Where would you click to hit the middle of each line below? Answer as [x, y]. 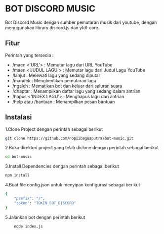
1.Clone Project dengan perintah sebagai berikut [54, 129]
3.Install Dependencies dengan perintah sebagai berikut [62, 166]
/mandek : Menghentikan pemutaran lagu [54, 80]
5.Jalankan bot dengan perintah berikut [45, 217]
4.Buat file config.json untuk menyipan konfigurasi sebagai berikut [73, 185]
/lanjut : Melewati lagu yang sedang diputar [56, 75]
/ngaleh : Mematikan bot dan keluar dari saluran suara [67, 86]
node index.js [28, 226]
